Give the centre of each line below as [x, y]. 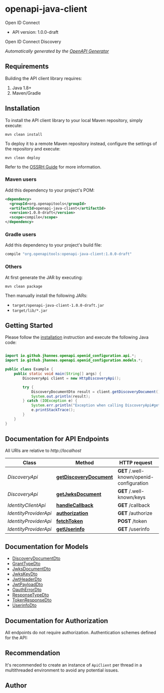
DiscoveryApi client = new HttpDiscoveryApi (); [72, 378]
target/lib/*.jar [30, 310]
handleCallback [75, 505]
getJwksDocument [79, 495]
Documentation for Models [47, 547]
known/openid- [136, 477]
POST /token [133, 521]
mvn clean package [24, 286]
